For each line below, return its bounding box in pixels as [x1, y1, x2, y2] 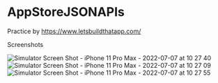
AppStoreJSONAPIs [7, 4, 125, 20]
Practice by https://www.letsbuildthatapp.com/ [7, 27, 141, 35]
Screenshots [7, 40, 44, 48]
